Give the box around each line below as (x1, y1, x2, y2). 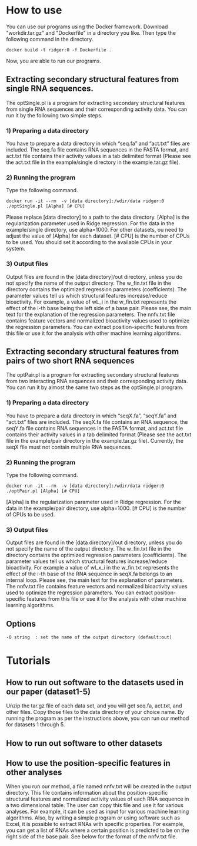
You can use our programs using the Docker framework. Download (6, 23, 168, 30)
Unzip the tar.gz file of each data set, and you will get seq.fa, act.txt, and (6, 702, 182, 709)
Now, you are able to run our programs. (6, 57, 102, 64)
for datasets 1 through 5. (6, 721, 65, 728)
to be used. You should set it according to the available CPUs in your (6, 239, 172, 246)
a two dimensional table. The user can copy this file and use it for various (6, 802, 184, 809)
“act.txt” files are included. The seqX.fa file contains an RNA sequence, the (6, 418, 188, 425)
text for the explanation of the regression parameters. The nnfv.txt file (6, 311, 175, 318)
